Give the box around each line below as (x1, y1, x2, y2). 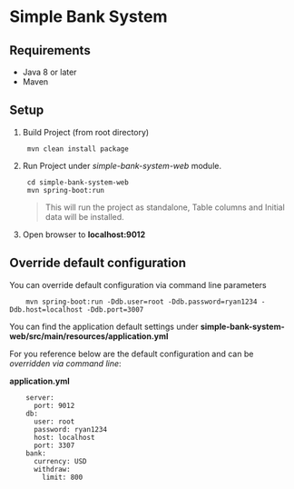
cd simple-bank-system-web (26, 177, 129, 187)
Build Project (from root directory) (22, 126, 150, 137)
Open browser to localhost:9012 (22, 229, 146, 240)
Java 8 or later (22, 66, 77, 77)
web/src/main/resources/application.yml (9, 330, 169, 342)
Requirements (9, 43, 91, 58)
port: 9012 (33, 401, 75, 410)
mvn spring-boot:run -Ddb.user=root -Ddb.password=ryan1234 (25, 297, 258, 306)
